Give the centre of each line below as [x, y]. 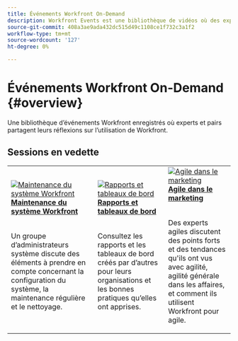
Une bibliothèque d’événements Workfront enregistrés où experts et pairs [114, 122]
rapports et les [122, 245]
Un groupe [29, 236]
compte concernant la [47, 271]
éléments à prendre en [49, 262]
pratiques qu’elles [127, 298]
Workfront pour [193, 311]
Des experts [188, 222]
